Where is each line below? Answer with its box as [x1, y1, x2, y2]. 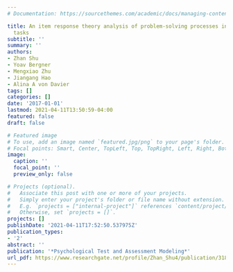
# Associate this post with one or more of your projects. [7, 189, 188, 196]
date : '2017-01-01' [7, 100, 64, 108]
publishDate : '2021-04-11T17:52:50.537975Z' [7, 222, 138, 229]
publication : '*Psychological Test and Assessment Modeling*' [7, 248, 191, 255]
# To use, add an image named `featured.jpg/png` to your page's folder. [7, 138, 225, 146]
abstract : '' [7, 241, 45, 248]
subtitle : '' [7, 35, 45, 42]
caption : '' [13, 158, 49, 165]
